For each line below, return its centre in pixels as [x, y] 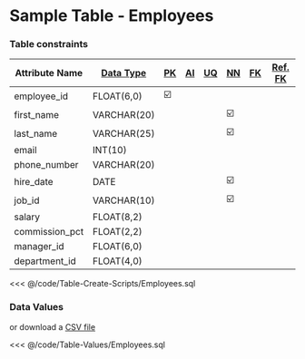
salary [27, 217]
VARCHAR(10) [123, 200]
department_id [45, 261]
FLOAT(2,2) [117, 232]
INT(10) [109, 150]
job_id [27, 200]
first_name [37, 114]
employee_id [41, 96]
